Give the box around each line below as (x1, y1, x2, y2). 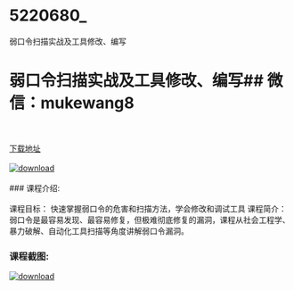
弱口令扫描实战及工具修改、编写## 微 (9, 70, 283, 91)
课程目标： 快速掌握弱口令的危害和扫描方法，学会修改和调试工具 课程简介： (9, 203, 287, 214)
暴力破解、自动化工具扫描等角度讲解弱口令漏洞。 (9, 225, 189, 236)
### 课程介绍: (9, 182, 61, 193)
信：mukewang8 (9, 93, 135, 113)
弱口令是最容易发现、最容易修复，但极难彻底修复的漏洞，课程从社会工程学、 (9, 214, 290, 225)
